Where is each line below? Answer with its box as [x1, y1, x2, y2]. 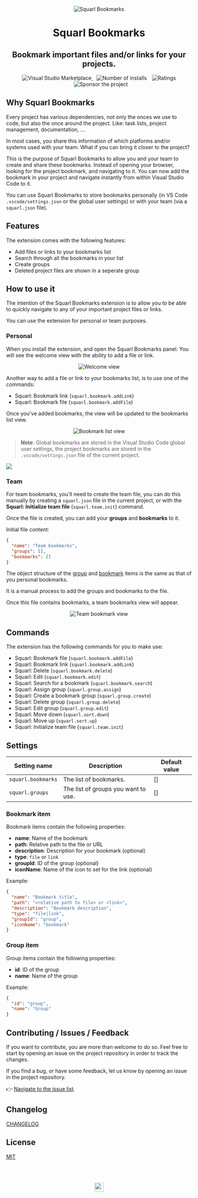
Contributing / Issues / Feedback [6, 1028, 129, 1038]
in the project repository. [6, 1073, 66, 1081]
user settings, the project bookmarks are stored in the [20, 445, 151, 452]
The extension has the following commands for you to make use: [6, 643, 163, 651]
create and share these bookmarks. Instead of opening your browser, [6, 161, 174, 168]
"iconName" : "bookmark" [11, 922, 70, 928]
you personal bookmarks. [6, 576, 68, 583]
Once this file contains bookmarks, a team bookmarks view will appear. [6, 599, 179, 606]
